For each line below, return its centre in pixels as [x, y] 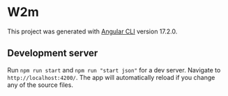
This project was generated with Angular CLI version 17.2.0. [92, 31]
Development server [53, 53]
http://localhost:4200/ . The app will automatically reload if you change [111, 77]
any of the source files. [40, 85]
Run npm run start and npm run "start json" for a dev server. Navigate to [114, 70]
